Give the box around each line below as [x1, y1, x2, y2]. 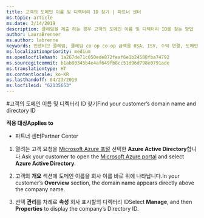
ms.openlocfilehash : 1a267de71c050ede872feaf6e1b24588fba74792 [6, 54, 170, 60]
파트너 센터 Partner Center [15, 132, 79, 139]
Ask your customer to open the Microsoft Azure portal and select [21, 153, 184, 160]
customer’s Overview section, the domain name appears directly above [15, 179, 194, 186]
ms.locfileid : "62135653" [6, 83, 72, 89]
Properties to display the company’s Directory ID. [15, 205, 139, 212]
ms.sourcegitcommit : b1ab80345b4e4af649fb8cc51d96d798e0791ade [6, 60, 170, 66]
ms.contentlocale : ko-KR [6, 71, 69, 77]
